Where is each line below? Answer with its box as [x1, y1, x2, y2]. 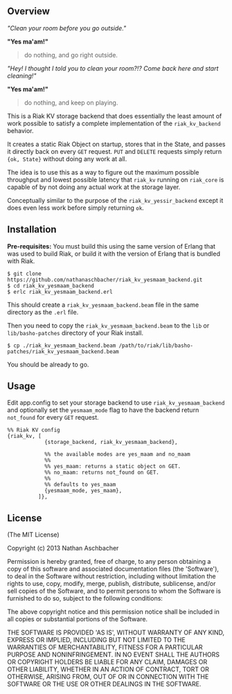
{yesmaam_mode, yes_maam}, [44, 488, 123, 495]
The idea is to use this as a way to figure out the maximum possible [7, 168, 199, 176]
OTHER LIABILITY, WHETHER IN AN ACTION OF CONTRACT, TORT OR [7, 665, 209, 674]
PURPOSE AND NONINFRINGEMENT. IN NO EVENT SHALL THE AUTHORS [7, 650, 220, 659]
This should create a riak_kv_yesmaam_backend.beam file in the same [7, 301, 199, 309]
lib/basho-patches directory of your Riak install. [7, 328, 144, 337]
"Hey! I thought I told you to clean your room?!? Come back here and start [7, 64, 219, 72]
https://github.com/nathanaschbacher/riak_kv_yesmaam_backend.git [7, 276, 203, 283]
